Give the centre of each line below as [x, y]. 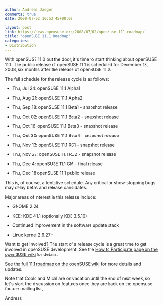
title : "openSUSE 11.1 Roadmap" [38, 36]
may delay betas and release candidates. [46, 187]
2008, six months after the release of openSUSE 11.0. [58, 69]
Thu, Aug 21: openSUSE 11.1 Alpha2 [47, 98]
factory [12, 288]
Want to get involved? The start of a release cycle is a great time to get [76, 244]
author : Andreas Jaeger [29, 9]
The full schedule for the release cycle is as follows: [57, 79]
